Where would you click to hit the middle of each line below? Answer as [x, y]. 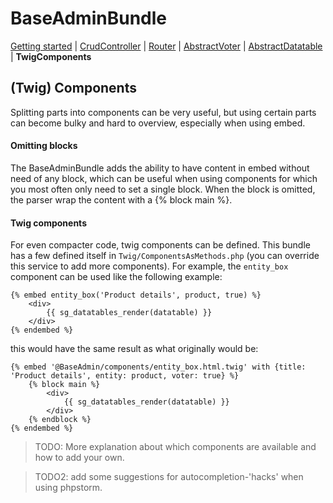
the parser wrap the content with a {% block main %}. [121, 199]
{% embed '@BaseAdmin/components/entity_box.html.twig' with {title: [158, 367]
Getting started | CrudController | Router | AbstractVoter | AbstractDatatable [166, 46]
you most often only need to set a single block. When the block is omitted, [163, 189]
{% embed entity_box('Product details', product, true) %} [136, 295]
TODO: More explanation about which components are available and [175, 447]
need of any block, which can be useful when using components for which [164, 178]
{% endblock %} [60, 420]
